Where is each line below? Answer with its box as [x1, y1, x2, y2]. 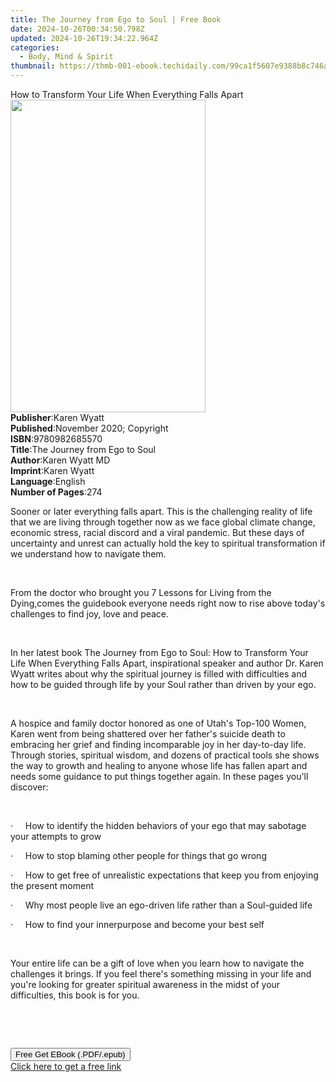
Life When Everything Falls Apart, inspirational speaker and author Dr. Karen [10, 657, 324, 669]
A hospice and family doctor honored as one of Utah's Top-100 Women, [10, 717, 307, 729]
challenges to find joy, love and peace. [10, 608, 170, 620]
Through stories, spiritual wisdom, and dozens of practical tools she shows [10, 749, 320, 761]
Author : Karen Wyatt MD [10, 454, 111, 466]
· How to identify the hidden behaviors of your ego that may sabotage [10, 820, 307, 831]
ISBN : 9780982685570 [10, 433, 103, 445]
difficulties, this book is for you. [10, 989, 140, 1001]
